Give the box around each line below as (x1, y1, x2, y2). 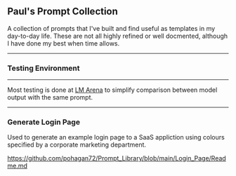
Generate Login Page (7, 117, 81, 127)
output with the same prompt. (7, 93, 93, 102)
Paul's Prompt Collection (7, 6, 118, 18)
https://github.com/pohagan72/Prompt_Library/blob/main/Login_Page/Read (7, 154, 226, 163)
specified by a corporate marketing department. (7, 140, 146, 149)
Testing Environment (7, 63, 80, 73)
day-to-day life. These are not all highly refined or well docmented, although (7, 32, 228, 40)
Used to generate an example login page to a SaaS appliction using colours (7, 133, 225, 142)
